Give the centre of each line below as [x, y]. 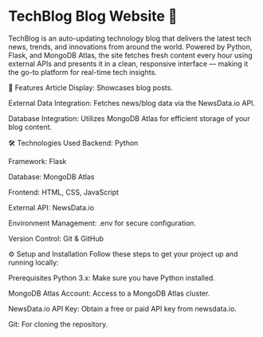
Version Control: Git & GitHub [56, 238]
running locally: [33, 262]
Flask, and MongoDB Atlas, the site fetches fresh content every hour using [130, 55]
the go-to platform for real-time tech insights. [82, 72]
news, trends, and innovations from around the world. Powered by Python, [130, 46]
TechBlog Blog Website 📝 [93, 16]
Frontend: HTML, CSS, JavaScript [64, 192]
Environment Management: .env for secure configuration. [102, 223]
